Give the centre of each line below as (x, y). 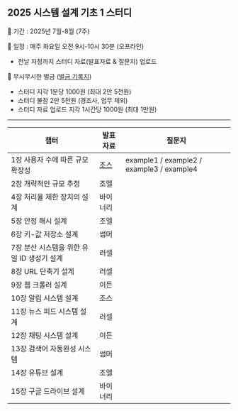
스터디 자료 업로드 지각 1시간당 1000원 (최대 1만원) (87, 109)
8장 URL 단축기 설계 (42, 271)
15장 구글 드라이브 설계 (48, 391)
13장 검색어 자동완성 (44, 349)
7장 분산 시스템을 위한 (45, 247)
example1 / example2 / (164, 160)
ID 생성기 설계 (41, 258)
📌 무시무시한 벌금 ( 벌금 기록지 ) (50, 76)
